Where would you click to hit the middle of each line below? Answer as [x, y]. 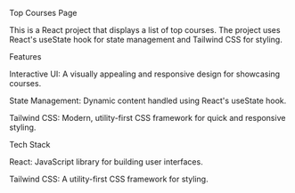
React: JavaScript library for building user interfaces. [106, 162]
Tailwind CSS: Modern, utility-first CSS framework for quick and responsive [147, 118]
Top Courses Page [43, 13]
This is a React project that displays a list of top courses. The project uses [145, 30]
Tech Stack [30, 145]
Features [25, 56]
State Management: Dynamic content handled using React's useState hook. [148, 101]
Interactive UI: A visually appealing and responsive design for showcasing [145, 74]
